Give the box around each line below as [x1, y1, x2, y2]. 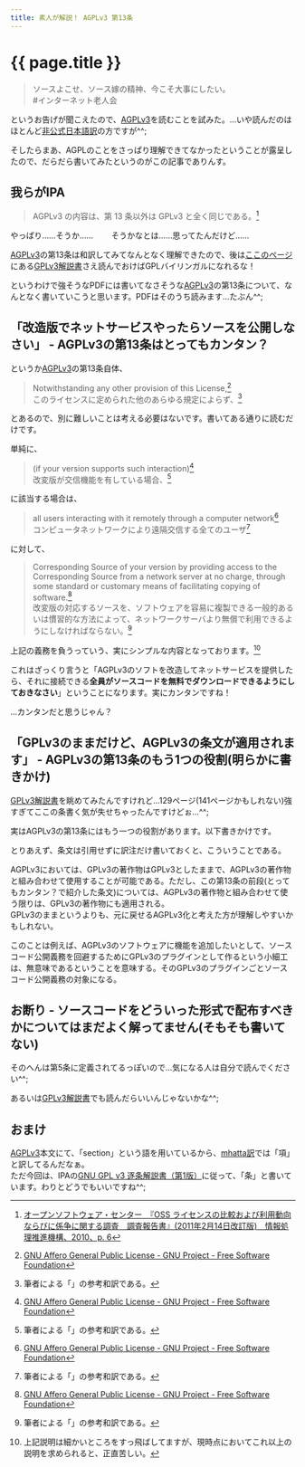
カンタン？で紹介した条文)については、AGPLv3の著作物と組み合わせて [17, 886, 281, 897]
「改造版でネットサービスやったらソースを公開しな [10, 320, 295, 336]
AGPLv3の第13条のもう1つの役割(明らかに [44, 752, 280, 767]
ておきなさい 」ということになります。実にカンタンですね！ [10, 687, 232, 698]
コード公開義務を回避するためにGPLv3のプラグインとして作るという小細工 [10, 951, 289, 962]
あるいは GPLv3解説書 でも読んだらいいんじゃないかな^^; [10, 1092, 220, 1104]
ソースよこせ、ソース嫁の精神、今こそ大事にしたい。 [32, 83, 231, 94]
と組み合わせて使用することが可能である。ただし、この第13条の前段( [10, 875, 268, 886]
